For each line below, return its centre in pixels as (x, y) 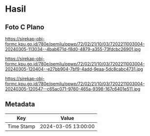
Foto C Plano (25, 27)
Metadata (20, 104)
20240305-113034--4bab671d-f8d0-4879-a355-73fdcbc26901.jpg (73, 49)
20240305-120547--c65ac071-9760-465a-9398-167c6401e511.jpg (73, 89)
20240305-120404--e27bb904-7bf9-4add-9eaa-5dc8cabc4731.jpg (74, 69)
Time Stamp (21, 126)
